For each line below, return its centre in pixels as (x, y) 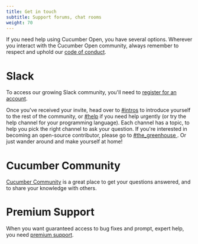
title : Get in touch (32, 12)
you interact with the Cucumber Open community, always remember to (92, 46)
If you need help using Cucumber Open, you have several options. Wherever (99, 40)
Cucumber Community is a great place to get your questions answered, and (98, 182)
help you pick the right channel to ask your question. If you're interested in (97, 129)
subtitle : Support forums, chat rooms (54, 17)
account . (17, 99)
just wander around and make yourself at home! (64, 142)
